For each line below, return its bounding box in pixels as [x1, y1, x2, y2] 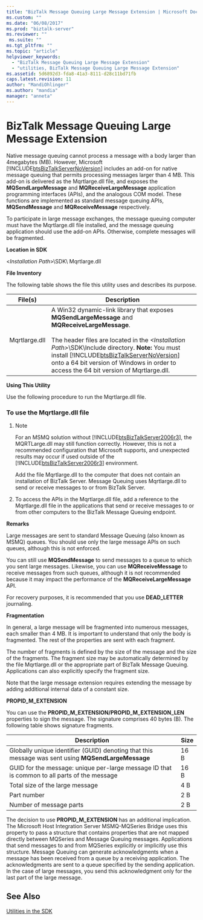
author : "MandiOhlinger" [6, 82, 69, 88]
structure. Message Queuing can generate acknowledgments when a [6, 848, 178, 855]
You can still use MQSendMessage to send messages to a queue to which [6, 556, 192, 564]
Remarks [6, 520, 30, 527]
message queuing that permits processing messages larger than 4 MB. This [6, 171, 195, 178]
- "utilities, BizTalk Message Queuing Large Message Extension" [11, 65, 180, 71]
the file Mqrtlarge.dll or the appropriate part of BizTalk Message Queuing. [6, 661, 189, 668]
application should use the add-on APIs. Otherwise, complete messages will [6, 228, 196, 235]
